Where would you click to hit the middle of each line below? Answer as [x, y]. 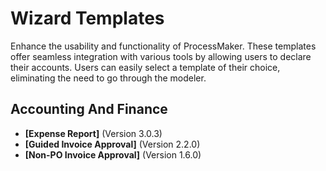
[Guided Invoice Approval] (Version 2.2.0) [112, 144]
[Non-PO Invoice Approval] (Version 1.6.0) [113, 154]
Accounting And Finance [89, 109]
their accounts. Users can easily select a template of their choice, [145, 67]
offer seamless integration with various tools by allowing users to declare [161, 56]
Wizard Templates [87, 18]
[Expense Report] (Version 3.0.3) [93, 133]
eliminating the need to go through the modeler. [108, 78]
